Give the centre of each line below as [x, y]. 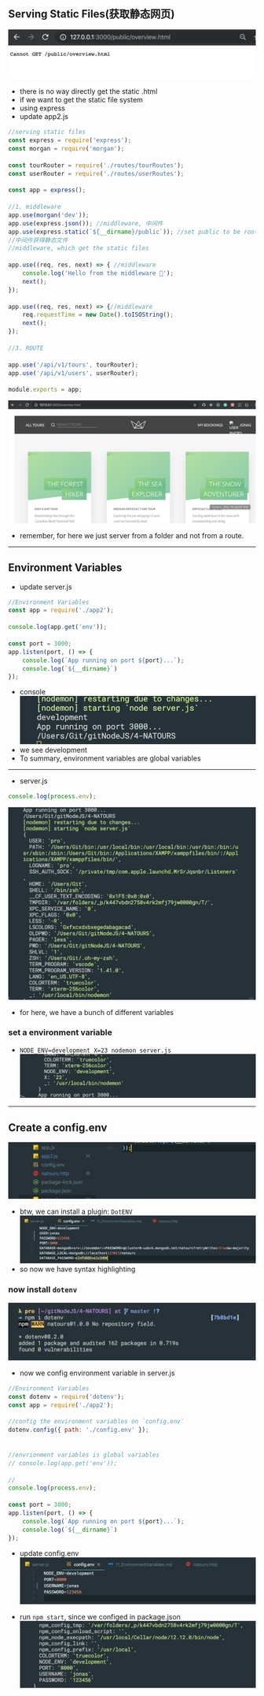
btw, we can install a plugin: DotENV [76, 1211]
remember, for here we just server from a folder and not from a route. [132, 535]
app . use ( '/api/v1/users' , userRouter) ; [73, 373]
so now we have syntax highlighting [77, 1269]
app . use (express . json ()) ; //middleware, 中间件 [86, 223]
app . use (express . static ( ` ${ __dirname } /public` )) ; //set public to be [125, 232]
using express [42, 108]
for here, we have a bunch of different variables [97, 1012]
